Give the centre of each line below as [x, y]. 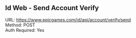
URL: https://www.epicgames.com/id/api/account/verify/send [68, 19]
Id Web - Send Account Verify [52, 8]
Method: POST [20, 25]
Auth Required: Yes [25, 30]
